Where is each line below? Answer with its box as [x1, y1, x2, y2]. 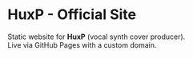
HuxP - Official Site [7, 6, 137, 24]
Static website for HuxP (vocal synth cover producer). [7, 32, 186, 41]
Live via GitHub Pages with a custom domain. [7, 40, 157, 49]
